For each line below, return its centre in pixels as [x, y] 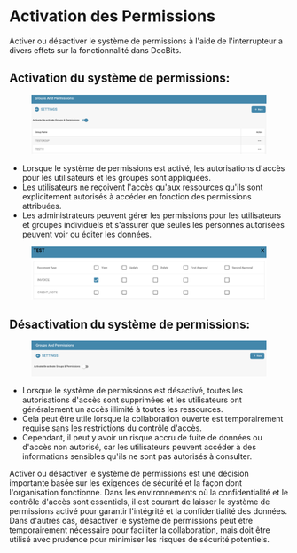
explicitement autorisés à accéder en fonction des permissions [137, 196]
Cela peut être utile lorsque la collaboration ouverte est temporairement [152, 418]
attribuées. [42, 206]
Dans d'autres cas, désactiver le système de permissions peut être [131, 520]
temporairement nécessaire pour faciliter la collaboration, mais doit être [140, 530]
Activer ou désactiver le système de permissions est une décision [129, 473]
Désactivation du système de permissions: [130, 324]
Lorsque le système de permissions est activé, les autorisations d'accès [153, 168]
